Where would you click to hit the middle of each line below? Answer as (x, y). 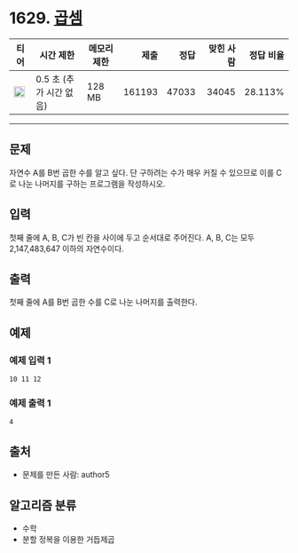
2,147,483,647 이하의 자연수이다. (67, 249)
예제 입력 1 (30, 360)
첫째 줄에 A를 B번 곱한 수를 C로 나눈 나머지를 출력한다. (103, 302)
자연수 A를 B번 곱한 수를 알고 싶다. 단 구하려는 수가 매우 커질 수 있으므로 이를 (142, 172)
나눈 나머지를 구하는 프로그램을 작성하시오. (92, 184)
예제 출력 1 (30, 403)
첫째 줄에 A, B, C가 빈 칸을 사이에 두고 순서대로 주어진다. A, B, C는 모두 (132, 237)
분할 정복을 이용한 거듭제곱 (68, 539)
